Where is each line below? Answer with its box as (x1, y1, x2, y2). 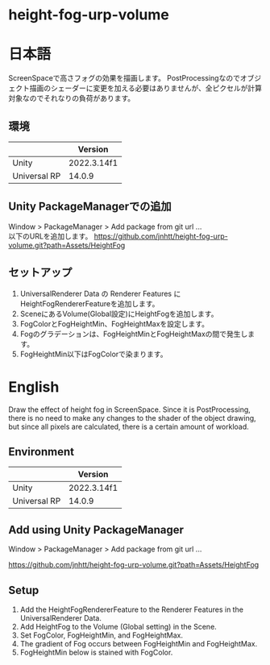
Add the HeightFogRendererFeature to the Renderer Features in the (19, 605, 244, 614)
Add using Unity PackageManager (8, 522, 184, 537)
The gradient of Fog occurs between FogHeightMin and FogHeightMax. (19, 638, 258, 648)
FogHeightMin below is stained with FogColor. (19, 647, 173, 657)
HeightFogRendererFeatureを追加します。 (19, 298, 160, 308)
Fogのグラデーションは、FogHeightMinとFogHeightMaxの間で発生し (19, 329, 248, 339)
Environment (8, 445, 75, 459)
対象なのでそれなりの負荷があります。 (8, 94, 135, 103)
